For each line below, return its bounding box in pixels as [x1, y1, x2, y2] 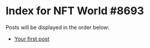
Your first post [14, 35, 50, 42]
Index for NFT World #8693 [5, 4, 145, 18]
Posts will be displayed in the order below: [5, 24, 110, 31]
